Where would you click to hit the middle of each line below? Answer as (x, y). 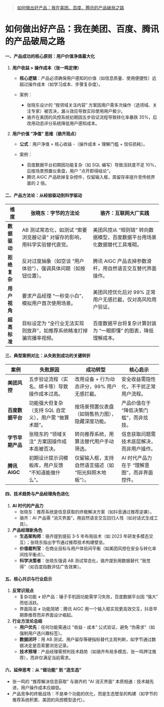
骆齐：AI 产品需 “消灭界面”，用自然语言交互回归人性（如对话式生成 (87, 518)
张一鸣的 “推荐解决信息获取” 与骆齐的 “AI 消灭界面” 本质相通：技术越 (81, 682)
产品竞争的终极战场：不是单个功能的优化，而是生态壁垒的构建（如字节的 (85, 694)
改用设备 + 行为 (92, 379)
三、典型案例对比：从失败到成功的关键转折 (48, 355)
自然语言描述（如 (94, 465)
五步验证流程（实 (49, 379)
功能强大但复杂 (46, 403)
